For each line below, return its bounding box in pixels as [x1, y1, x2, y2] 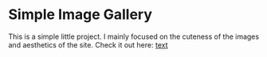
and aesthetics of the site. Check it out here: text [8, 40, 168, 49]
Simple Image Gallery [8, 6, 153, 24]
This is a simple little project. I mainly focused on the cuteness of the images [8, 32, 260, 41]
